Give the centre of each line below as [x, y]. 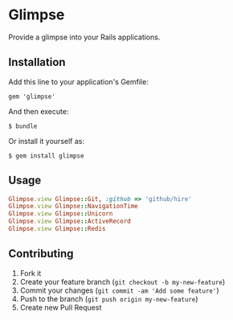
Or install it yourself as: [46, 141]
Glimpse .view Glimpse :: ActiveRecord [69, 222]
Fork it [31, 273]
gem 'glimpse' [32, 96]
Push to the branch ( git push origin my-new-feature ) [109, 298]
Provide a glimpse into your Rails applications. [84, 37]
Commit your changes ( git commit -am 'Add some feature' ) [119, 290]
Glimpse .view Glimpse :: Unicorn [61, 214]
